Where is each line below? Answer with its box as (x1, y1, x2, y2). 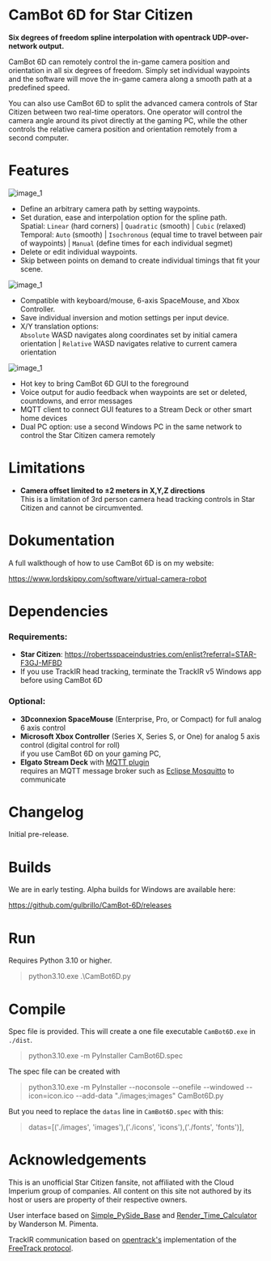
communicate (19, 774, 66, 784)
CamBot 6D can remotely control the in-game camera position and (8, 57, 231, 66)
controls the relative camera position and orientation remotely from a (8, 124, 238, 134)
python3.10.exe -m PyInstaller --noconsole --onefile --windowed (28, 1083, 244, 1092)
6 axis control (19, 723, 66, 732)
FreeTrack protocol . (8, 1243, 74, 1254)
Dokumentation (8, 531, 115, 549)
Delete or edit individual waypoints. (19, 247, 138, 256)
